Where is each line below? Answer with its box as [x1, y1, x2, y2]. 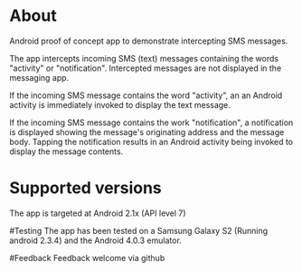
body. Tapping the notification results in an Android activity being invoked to [9, 136, 294, 147]
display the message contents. [9, 146, 124, 157]
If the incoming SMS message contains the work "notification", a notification [9, 117, 294, 128]
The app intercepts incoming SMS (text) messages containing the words [9, 53, 278, 63]
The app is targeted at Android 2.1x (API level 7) [9, 208, 187, 219]
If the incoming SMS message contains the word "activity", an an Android [9, 90, 283, 101]
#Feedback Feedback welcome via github [9, 252, 165, 263]
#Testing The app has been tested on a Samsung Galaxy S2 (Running [9, 225, 269, 236]
